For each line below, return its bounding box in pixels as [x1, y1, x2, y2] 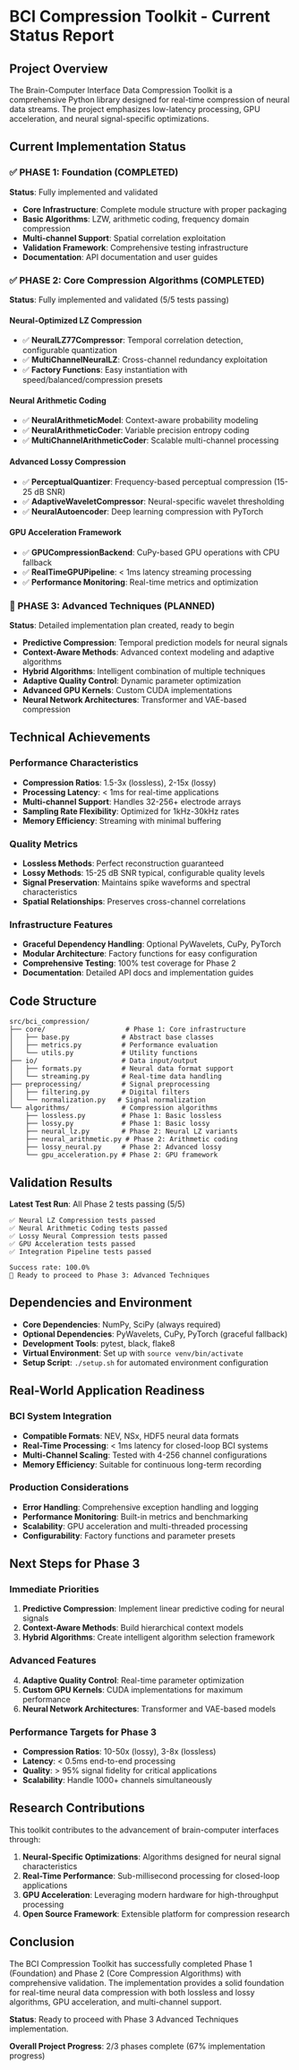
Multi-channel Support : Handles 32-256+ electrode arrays [21, 796, 242, 807]
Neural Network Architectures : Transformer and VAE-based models [21, 1703, 276, 1714]
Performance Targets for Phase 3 [9, 1726, 157, 1738]
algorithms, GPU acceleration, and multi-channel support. [9, 1996, 222, 2007]
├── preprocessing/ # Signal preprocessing [9, 1080, 210, 1089]
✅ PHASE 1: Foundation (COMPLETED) [9, 166, 179, 178]
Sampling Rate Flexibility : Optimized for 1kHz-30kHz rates [21, 805, 240, 817]
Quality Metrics [9, 837, 79, 850]
